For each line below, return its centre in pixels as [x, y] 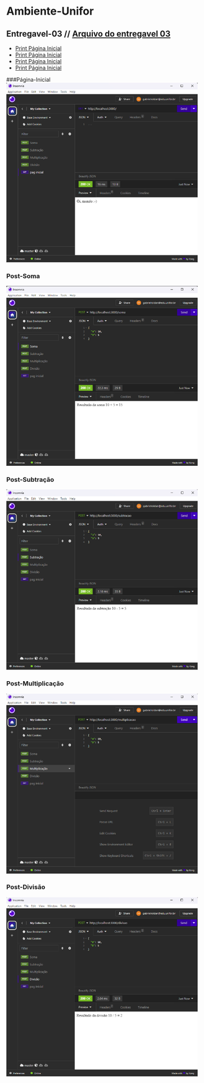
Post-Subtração [30, 479]
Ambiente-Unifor [50, 11]
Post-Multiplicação [35, 684]
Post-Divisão [26, 887]
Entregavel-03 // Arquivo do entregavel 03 [89, 34]
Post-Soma [23, 276]
